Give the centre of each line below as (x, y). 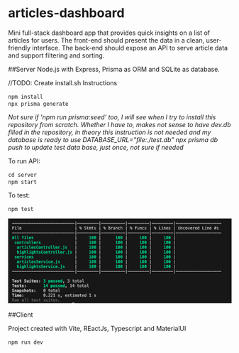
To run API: (24, 161)
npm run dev (26, 342)
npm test (21, 209)
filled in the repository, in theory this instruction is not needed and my (110, 132)
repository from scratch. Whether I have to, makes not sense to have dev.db (119, 124)
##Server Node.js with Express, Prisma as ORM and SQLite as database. (114, 69)
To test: (19, 195)
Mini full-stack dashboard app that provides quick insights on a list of (109, 33)
